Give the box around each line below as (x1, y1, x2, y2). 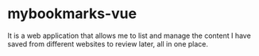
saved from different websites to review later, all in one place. (7, 39, 208, 48)
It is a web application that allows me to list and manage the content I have (7, 31, 251, 40)
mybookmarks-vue (7, 5, 137, 23)
